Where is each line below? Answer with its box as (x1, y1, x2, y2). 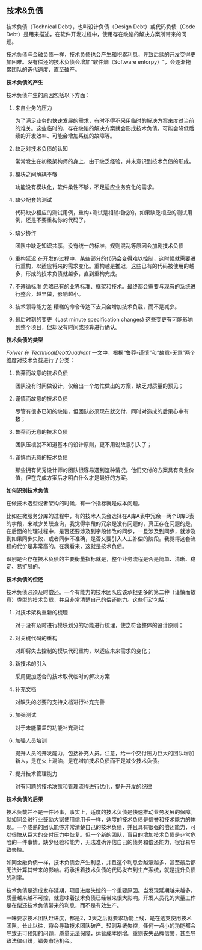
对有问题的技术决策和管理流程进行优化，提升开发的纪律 (14, 783, 152, 790)
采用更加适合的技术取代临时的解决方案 (14, 672, 110, 680)
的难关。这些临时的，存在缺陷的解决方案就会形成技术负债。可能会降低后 (14, 124, 194, 131)
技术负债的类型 (6, 336, 43, 343)
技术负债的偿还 (6, 575, 43, 583)
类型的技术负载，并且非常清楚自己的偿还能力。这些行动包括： (16, 596, 170, 603)
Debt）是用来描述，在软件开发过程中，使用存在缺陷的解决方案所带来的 (6, 30, 182, 37)
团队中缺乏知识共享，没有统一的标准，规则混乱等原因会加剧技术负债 (14, 242, 184, 249)
